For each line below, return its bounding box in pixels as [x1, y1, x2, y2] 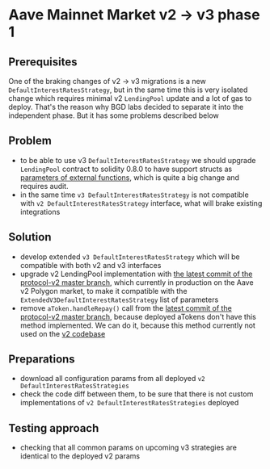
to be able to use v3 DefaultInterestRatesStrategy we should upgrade [19, 155, 256, 165]
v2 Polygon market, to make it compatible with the [19, 286, 188, 295]
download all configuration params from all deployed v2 [19, 374, 206, 383]
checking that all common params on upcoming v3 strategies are [19, 442, 237, 453]
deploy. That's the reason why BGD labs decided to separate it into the [8, 103, 244, 111]
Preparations [8, 353, 75, 366]
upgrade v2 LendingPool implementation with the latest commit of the [19, 269, 253, 278]
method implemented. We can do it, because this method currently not [19, 320, 256, 330]
